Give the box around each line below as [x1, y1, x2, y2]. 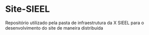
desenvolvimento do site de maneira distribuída [5, 25, 103, 31]
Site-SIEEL [5, 3, 50, 15]
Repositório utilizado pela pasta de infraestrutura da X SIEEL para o [5, 20, 144, 26]
